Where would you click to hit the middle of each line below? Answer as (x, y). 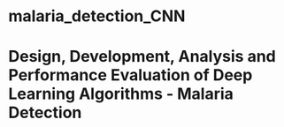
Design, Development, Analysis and (142, 57)
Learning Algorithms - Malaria (121, 94)
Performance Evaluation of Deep (130, 75)
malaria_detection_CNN (97, 16)
